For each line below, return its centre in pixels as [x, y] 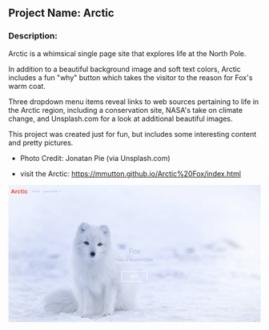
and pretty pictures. [41, 143]
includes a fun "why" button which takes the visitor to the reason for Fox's [130, 77]
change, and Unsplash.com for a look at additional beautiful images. [120, 119]
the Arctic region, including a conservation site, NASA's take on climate [125, 110]
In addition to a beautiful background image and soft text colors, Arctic [125, 69]
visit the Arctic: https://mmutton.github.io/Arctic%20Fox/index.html [130, 173]
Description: [33, 36]
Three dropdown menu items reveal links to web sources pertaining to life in [134, 101]
